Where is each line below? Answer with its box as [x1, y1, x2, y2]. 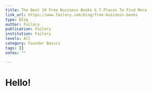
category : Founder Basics [5, 41, 60, 46]
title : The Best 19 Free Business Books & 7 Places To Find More [5, 7, 147, 13]
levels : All [5, 36, 31, 41]
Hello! [5, 77, 31, 88]
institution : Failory [5, 31, 52, 36]
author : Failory [5, 21, 40, 27]
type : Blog [5, 17, 29, 22]
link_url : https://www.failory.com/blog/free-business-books [5, 12, 138, 17]
